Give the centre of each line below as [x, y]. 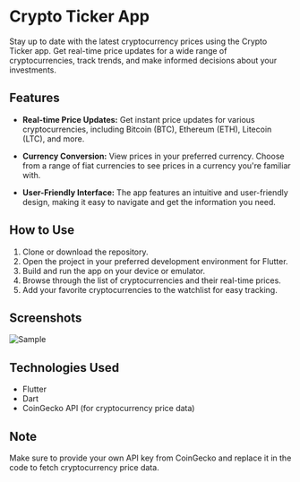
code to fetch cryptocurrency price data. [84, 467]
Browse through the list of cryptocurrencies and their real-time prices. [152, 280]
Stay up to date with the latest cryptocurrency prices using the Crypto [138, 41]
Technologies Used [64, 368]
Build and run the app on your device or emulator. [114, 271]
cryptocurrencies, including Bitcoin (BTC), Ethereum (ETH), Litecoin [147, 129]
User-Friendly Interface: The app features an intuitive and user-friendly [155, 192]
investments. [33, 70]
